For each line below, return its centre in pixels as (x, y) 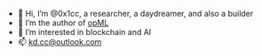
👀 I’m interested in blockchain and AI (84, 32)
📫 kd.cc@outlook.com (60, 42)
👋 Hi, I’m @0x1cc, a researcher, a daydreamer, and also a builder (135, 14)
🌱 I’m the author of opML (63, 23)
